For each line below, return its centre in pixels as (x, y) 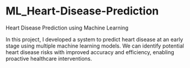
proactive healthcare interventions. (49, 58)
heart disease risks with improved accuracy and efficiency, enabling (90, 52)
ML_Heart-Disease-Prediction (82, 11)
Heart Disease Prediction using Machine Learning (67, 28)
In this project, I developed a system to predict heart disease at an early (94, 39)
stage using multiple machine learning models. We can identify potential (95, 46)
